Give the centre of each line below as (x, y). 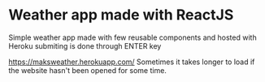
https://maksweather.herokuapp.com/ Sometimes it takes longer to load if (132, 62)
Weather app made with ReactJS (121, 15)
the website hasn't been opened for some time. (87, 70)
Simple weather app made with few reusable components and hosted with (133, 37)
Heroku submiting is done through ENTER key (85, 45)
